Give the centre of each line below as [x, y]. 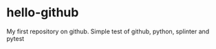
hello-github [43, 13]
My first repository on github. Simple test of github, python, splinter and [108, 31]
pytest [15, 38]
